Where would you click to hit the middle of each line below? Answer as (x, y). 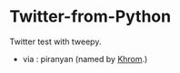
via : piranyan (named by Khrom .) (85, 59)
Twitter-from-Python (90, 17)
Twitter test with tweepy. (55, 41)
